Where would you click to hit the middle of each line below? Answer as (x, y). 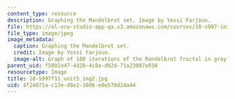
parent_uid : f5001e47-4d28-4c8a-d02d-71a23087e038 (83, 66)
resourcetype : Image (37, 72)
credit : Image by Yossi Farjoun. (62, 53)
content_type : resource (42, 14)
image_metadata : (31, 40)
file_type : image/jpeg (40, 33)
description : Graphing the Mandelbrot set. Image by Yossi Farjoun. (109, 20)
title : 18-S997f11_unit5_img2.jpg (58, 78)
